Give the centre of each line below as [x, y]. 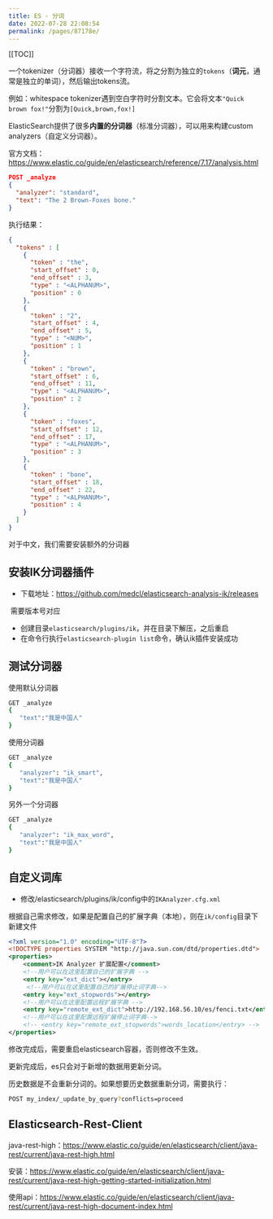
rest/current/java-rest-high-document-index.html [91, 1206]
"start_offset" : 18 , [67, 482]
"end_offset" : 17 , [63, 436]
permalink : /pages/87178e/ [54, 31]
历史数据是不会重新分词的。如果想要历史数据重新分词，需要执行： [119, 1083]
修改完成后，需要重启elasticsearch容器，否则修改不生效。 [106, 1049]
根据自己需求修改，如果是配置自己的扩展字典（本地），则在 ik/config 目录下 [133, 916]
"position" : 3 [56, 452]
